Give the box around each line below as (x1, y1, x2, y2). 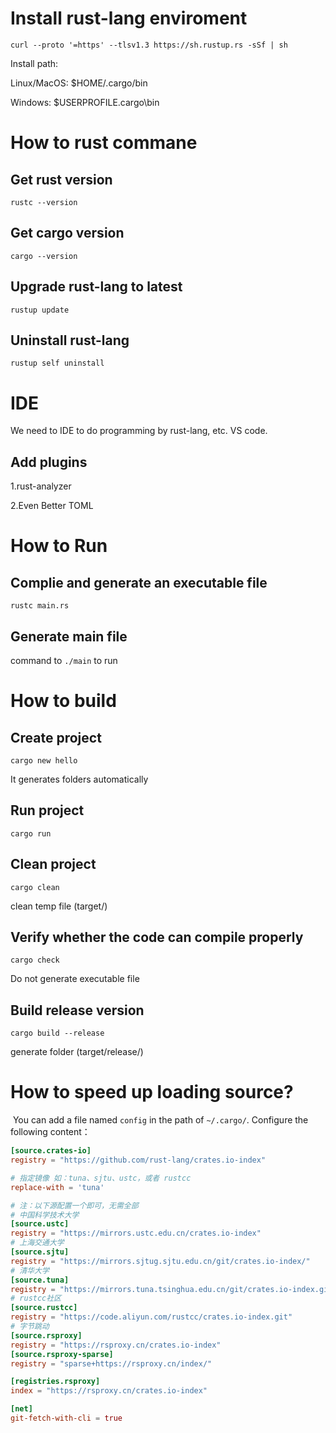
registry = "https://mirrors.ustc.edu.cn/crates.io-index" (10, 1228, 262, 1239)
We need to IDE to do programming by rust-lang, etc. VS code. (10, 425, 268, 437)
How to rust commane (10, 132, 198, 154)
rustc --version (10, 197, 78, 207)
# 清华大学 (10, 1265, 50, 1276)
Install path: (10, 57, 59, 69)
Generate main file (10, 628, 128, 645)
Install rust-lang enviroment (10, 7, 248, 30)
